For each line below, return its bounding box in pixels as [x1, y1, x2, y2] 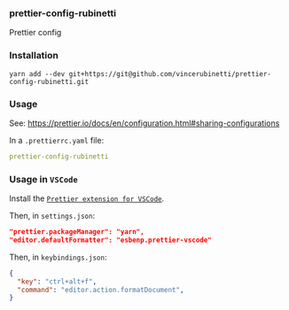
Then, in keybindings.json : [9, 252, 107, 262]
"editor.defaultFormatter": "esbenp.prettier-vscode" [9, 236, 213, 244]
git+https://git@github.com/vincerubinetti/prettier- [68, 69, 272, 78]
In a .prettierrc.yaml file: [9, 135, 105, 145]
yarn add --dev [9, 69, 66, 78]
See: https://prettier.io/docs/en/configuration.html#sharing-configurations [9, 118, 280, 128]
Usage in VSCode [9, 173, 78, 185]
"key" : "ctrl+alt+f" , [17, 277, 98, 286]
